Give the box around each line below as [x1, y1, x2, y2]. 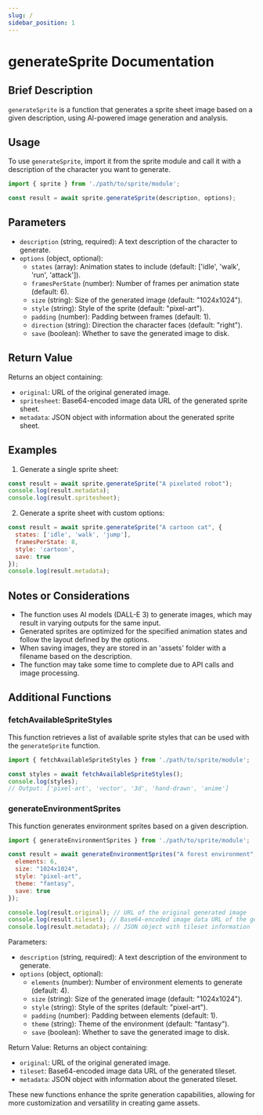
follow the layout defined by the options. [19, 635, 150, 645]
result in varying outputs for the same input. [19, 618, 161, 628]
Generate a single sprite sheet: [19, 464, 119, 473]
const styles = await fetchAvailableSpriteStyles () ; [8, 770, 184, 778]
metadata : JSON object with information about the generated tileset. [19, 1075, 238, 1084]
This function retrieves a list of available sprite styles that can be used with [8, 732, 250, 742]
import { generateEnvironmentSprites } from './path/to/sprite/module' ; [8, 836, 250, 844]
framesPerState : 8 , [15, 538, 79, 546]
